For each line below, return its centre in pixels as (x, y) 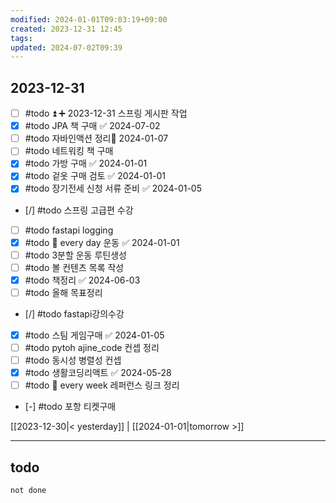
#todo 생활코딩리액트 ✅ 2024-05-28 (98, 373)
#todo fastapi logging (69, 230)
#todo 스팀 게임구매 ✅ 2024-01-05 (94, 335)
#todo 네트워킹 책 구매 (69, 151)
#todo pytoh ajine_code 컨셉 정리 (92, 347)
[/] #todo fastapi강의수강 (74, 313)
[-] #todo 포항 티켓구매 (70, 407)
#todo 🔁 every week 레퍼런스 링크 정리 (102, 385)
